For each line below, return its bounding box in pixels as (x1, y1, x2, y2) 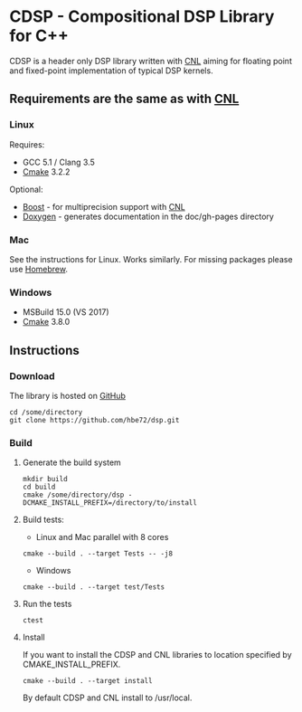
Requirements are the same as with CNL (9, 91, 240, 107)
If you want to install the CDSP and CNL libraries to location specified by (22, 650, 292, 660)
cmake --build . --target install (22, 677, 153, 686)
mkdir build (22, 475, 68, 484)
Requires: (9, 138, 45, 150)
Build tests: (22, 514, 65, 526)
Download (9, 369, 56, 382)
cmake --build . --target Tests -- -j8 (22, 549, 174, 558)
